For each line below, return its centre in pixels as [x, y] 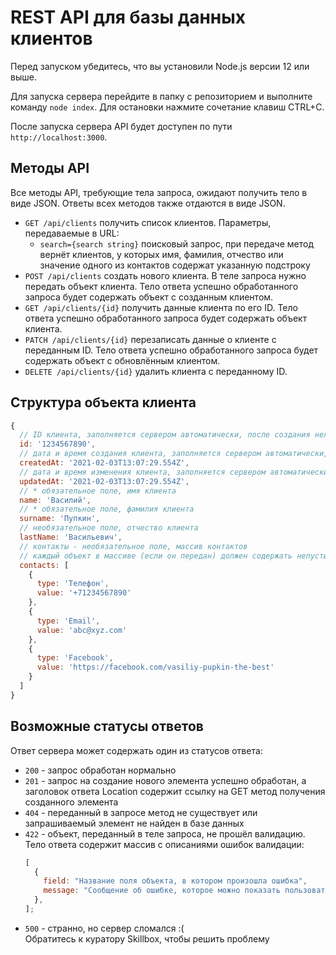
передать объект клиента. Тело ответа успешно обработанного [161, 286]
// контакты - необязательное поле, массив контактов [133, 546]
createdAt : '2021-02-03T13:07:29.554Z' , [104, 463]
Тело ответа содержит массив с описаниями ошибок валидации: [164, 844]
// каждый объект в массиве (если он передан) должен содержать [156, 556]
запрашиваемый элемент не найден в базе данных [134, 823]
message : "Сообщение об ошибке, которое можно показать [162, 891]
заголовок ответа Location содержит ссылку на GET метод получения [175, 791]
